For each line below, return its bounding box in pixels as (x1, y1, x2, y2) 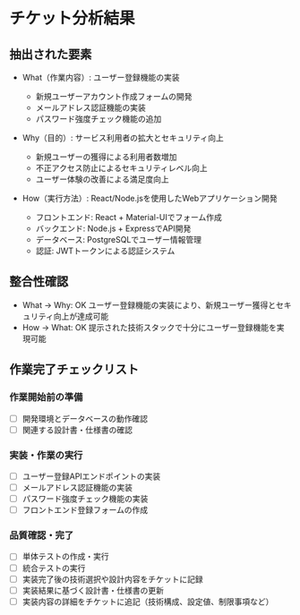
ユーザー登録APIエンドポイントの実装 (21, 471, 161, 482)
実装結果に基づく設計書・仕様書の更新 (21, 585, 164, 595)
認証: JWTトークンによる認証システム (35, 245, 176, 256)
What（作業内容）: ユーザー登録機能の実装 (21, 73, 181, 82)
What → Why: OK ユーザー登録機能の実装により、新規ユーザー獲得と (21, 299, 276, 310)
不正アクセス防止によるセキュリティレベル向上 (35, 163, 208, 173)
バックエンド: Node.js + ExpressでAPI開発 (35, 223, 192, 234)
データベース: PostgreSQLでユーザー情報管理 (35, 235, 202, 244)
